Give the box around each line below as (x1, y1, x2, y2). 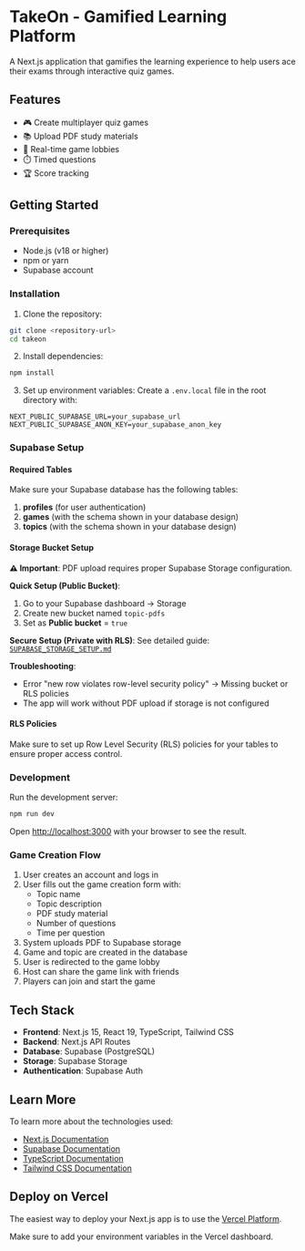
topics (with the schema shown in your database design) (22, 522, 237, 532)
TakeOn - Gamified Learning (9, 6, 228, 27)
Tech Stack (9, 1002, 75, 1018)
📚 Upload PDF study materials (22, 130, 138, 141)
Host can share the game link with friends (22, 967, 179, 977)
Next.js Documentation (22, 1133, 109, 1144)
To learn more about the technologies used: (9, 1115, 174, 1127)
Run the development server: (9, 791, 118, 803)
